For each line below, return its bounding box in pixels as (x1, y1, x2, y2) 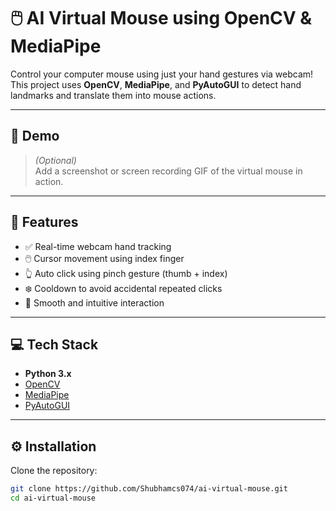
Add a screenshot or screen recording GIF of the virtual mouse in (34, 165, 303, 177)
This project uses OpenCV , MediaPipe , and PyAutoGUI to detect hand (10, 78, 302, 90)
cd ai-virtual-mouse (10, 493, 97, 504)
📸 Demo (10, 128, 60, 145)
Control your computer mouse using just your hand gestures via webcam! (10, 68, 314, 80)
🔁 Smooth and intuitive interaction (24, 296, 165, 309)
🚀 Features (10, 214, 79, 231)
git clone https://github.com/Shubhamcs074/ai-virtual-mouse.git (10, 484, 288, 494)
